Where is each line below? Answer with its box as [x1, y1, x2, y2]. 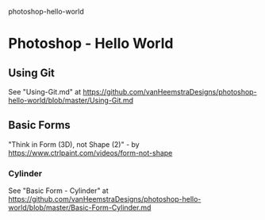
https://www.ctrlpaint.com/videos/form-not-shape [8, 148, 173, 157]
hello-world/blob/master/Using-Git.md [8, 95, 133, 105]
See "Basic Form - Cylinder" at [8, 186, 109, 195]
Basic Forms [8, 118, 71, 132]
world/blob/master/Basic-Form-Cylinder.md [8, 203, 152, 213]
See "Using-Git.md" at [8, 87, 82, 96]
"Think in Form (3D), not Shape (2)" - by [8, 139, 140, 149]
